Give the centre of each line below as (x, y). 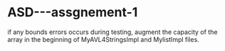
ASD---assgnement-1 (73, 12)
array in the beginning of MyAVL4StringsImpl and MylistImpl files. (103, 39)
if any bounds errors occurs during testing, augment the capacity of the (112, 32)
